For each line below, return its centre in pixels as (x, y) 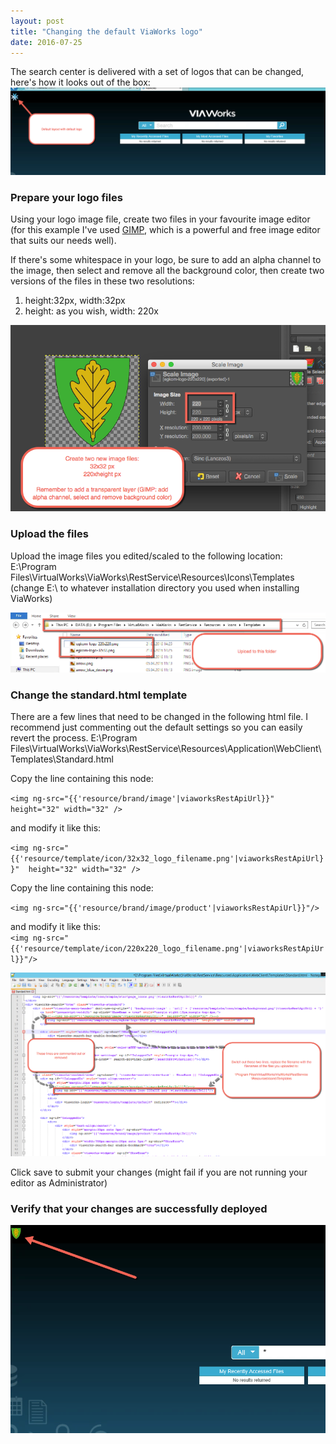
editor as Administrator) (59, 1183)
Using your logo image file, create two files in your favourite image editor (160, 219)
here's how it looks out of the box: (80, 82)
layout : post (37, 21)
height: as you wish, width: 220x (91, 311)
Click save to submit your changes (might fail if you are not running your (159, 1172)
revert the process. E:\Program (74, 737)
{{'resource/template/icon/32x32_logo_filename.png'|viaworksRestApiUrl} (167, 858)
